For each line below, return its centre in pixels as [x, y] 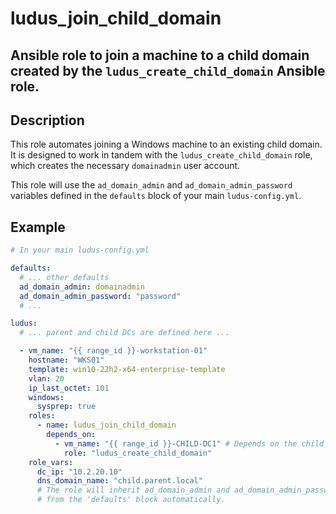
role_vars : [51, 462]
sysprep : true [66, 407]
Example [38, 227]
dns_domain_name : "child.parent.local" [119, 481]
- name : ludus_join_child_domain [106, 425]
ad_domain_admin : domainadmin [82, 287]
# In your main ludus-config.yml [80, 250]
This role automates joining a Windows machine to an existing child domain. [166, 144]
